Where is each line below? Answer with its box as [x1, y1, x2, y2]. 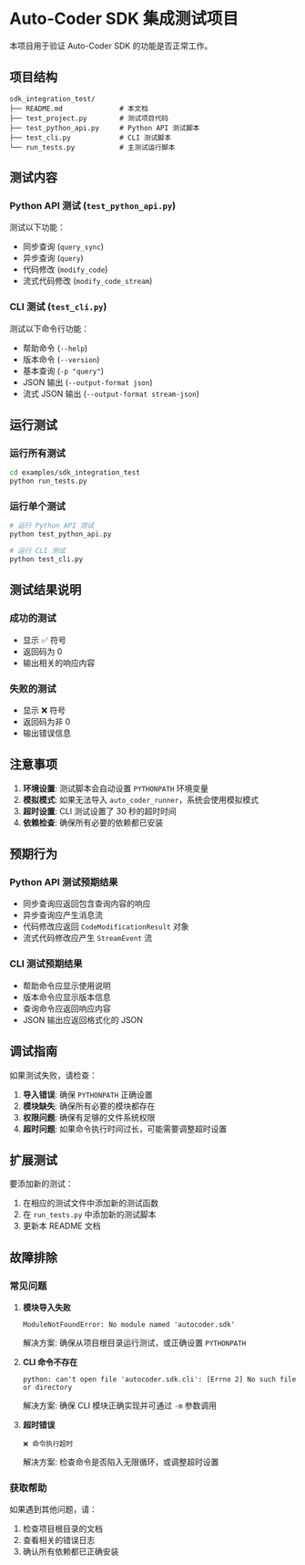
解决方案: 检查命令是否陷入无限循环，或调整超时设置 [22, 1456, 219, 1467]
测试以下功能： [9, 222, 66, 233]
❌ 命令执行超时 [22, 1439, 74, 1449]
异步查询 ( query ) [22, 253, 84, 264]
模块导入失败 [22, 1302, 71, 1313]
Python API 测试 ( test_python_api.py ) [9, 200, 176, 213]
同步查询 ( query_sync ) [22, 241, 105, 252]
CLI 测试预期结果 [9, 957, 83, 970]
